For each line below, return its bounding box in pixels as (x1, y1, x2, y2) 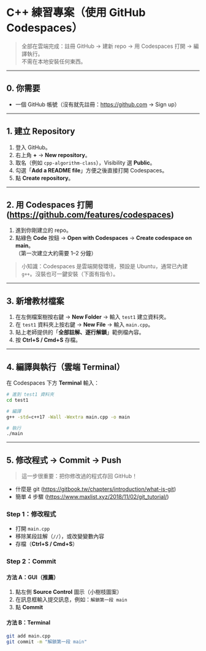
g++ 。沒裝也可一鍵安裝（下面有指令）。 (21, 271, 119, 278)
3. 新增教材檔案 (6, 296, 64, 306)
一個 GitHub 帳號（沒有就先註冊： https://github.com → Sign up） (15, 101, 180, 108)
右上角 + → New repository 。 (15, 151, 91, 158)
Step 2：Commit (6, 557, 56, 566)
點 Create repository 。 (15, 174, 74, 182)
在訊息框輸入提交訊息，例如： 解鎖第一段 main (15, 596, 128, 603)
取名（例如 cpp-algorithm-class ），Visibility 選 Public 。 (15, 159, 156, 166)
